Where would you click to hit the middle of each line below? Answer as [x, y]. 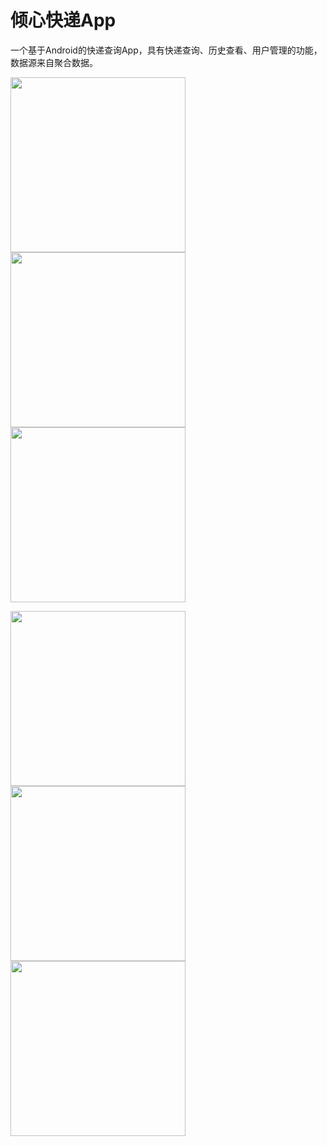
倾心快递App [63, 20]
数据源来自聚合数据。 [54, 62]
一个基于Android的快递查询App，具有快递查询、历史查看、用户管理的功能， [166, 50]
